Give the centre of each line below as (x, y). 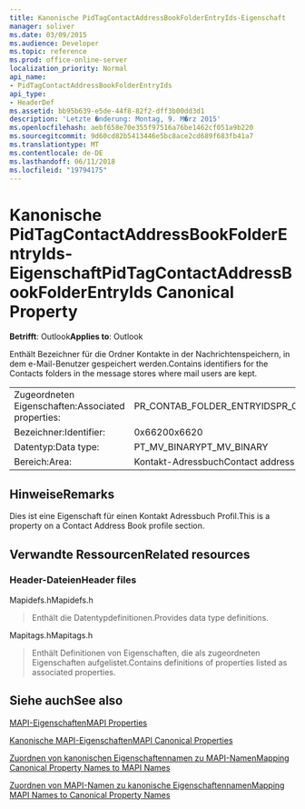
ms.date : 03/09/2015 (49, 35)
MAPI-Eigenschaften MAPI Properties (79, 723)
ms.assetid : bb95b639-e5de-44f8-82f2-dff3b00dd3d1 (107, 111)
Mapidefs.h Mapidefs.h (51, 600)
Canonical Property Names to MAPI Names (90, 767)
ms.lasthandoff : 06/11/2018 (63, 161)
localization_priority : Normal (69, 69)
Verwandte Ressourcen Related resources (130, 554)
